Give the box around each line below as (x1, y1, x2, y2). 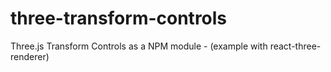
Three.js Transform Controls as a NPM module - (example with (10, 40, 268, 52)
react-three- (269, 40, 322, 52)
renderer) (10, 50, 50, 62)
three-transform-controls (10, 7, 228, 30)
